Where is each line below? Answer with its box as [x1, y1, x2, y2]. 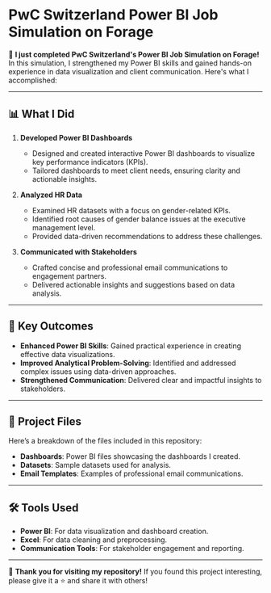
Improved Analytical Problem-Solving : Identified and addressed [19, 358, 236, 368]
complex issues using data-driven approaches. [19, 366, 177, 376]
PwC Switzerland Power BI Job [8, 6, 219, 24]
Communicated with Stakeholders [19, 246, 137, 256]
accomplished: [8, 75, 58, 85]
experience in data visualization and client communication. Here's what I [8, 66, 249, 76]
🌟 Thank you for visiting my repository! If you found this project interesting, [8, 567, 263, 577]
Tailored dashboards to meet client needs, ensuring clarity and [31, 166, 240, 175]
